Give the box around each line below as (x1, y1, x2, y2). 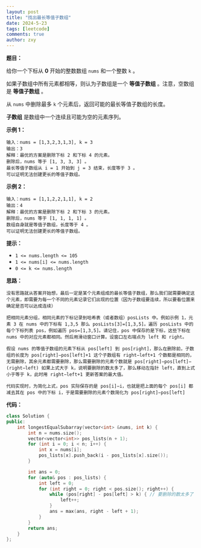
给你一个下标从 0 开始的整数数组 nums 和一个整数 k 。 (6, 67, 138, 74)
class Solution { (6, 413, 50, 419)
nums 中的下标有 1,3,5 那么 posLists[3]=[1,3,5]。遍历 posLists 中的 (26, 321, 194, 327)
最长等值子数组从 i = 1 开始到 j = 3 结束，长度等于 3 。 (6, 165, 138, 171)
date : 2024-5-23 (6, 20, 47, 26)
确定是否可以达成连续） (6, 303, 56, 309)
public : (6, 419, 26, 425)
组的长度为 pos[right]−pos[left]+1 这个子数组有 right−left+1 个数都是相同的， (6, 352, 194, 358)
